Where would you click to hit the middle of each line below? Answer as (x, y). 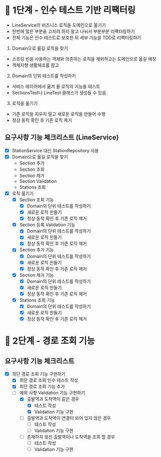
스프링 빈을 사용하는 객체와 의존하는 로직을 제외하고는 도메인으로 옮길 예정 (84, 59)
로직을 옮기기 (25, 103)
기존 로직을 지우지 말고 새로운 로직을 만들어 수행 (58, 114)
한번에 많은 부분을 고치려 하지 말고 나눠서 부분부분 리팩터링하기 (73, 31)
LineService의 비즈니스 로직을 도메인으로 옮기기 (59, 25)
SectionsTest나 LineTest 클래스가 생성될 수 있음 (59, 93)
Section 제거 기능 (36, 275)
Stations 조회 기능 (37, 300)
